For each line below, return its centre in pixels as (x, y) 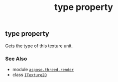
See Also (16, 59)
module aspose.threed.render (43, 69)
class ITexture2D (30, 75)
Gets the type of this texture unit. (39, 46)
